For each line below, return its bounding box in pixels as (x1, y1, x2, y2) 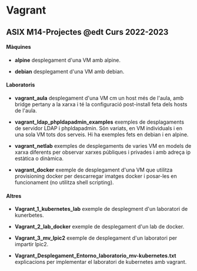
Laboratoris (6, 81, 35, 88)
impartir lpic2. (14, 241, 49, 248)
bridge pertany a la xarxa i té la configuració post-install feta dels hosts (14, 101, 188, 108)
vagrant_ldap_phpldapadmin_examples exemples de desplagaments (14, 118, 184, 125)
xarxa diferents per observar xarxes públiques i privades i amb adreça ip (14, 148, 191, 156)
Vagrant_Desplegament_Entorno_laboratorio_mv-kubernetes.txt (14, 252, 176, 259)
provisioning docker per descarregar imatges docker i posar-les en (14, 172, 178, 180)
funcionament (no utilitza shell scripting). (14, 179, 114, 186)
